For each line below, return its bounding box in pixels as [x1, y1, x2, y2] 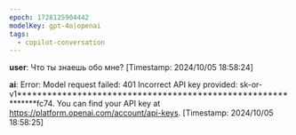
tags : [9, 29, 29, 38]
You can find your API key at [56, 99, 161, 109]
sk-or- [239, 79, 263, 90]
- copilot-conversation [17, 37, 105, 47]
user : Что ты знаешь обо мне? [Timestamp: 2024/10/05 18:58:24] [9, 62, 253, 73]
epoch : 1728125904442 [9, 12, 90, 22]
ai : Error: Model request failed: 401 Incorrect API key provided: [9, 79, 238, 90]
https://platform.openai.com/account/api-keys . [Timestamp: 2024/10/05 [9, 107, 274, 118]
